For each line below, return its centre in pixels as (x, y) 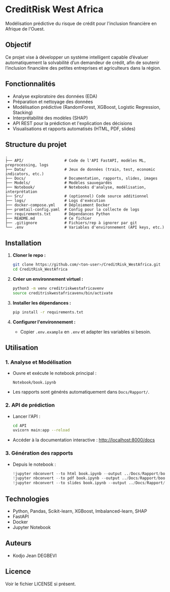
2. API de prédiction (30, 405)
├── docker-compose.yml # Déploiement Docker (58, 205)
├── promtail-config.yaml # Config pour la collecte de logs (72, 210)
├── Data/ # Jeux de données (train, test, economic (80, 170)
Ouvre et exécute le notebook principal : (55, 373)
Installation (23, 243)
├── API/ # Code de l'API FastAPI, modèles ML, (76, 161)
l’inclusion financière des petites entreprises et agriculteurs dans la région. (83, 68)
